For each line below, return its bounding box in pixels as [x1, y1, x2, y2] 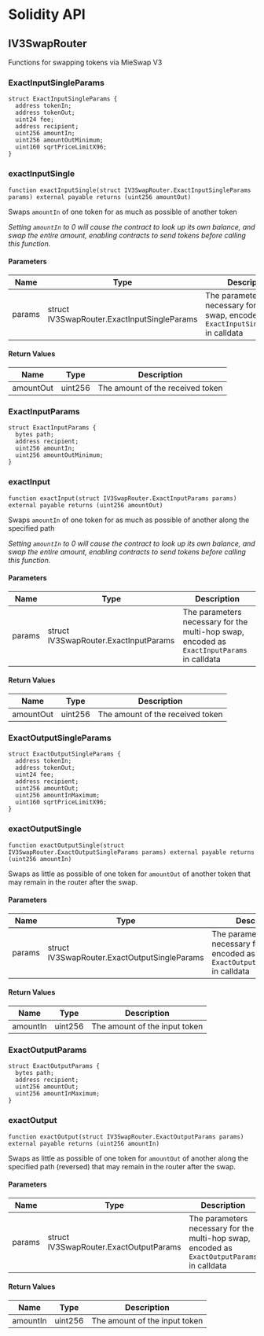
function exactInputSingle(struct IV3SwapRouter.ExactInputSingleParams [8, 186, 251, 194]
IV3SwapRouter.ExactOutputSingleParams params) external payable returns [8, 848, 255, 856]
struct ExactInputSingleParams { [8, 95, 118, 103]
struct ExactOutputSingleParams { [8, 750, 122, 758]
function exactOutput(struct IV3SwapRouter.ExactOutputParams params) [8, 1132, 244, 1141]
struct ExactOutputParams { [8, 1062, 101, 1070]
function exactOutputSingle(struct [8, 841, 125, 849]
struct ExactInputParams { [8, 424, 97, 432]
